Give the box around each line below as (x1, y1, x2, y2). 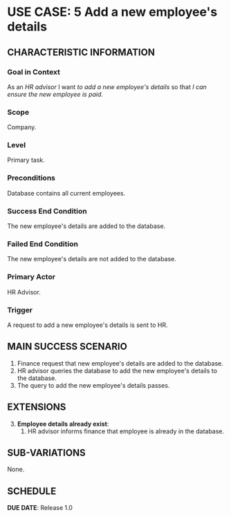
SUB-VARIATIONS (7, 446, 86, 458)
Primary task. (7, 156, 45, 164)
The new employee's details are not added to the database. (7, 255, 176, 263)
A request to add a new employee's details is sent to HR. (7, 321, 168, 329)
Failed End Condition (7, 239, 78, 249)
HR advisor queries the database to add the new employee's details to (17, 366, 218, 375)
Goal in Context (7, 67, 61, 77)
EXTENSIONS (7, 402, 66, 413)
